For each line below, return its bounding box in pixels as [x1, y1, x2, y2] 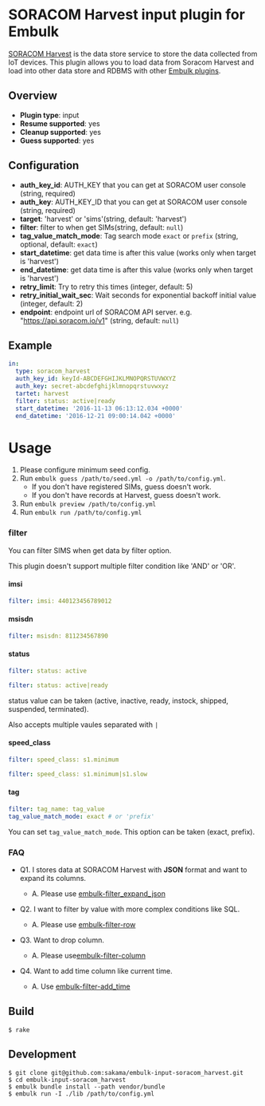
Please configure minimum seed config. [19, 465, 151, 475]
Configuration [8, 159, 80, 172]
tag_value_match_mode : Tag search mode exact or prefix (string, [19, 231, 239, 240]
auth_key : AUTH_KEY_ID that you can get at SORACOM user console [19, 197, 247, 207]
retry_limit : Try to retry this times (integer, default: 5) [19, 282, 193, 291]
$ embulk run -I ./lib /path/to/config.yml [8, 1089, 155, 1098]
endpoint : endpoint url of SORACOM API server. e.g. [19, 307, 193, 317]
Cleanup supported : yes [19, 127, 102, 136]
